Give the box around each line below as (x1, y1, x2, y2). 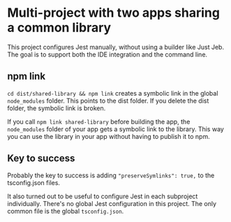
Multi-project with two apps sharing (7, 5, 220, 21)
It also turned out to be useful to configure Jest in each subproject (7, 192, 198, 200)
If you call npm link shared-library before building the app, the (7, 117, 191, 126)
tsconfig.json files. (7, 178, 61, 186)
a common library (7, 20, 112, 36)
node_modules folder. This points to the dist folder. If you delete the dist (7, 96, 209, 105)
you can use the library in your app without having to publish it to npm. (7, 132, 211, 140)
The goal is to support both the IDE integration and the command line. (7, 50, 208, 59)
